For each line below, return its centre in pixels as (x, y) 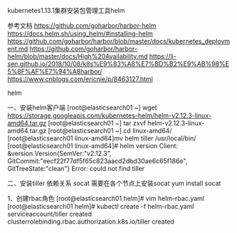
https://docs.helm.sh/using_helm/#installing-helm (80, 33)
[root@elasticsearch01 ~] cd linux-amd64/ (110, 131)
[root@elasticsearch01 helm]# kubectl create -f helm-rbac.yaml (101, 206)
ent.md (18, 49)
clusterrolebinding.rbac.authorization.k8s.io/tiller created (91, 222)
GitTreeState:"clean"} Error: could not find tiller (76, 169)
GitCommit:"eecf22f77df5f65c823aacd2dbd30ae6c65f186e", (98, 161)
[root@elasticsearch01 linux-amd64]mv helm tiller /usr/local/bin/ (102, 138)
